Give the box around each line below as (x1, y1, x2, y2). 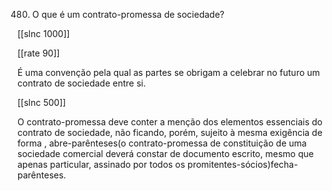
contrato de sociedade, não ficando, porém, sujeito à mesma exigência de (17, 127, 323, 138)
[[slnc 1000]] (17, 28, 70, 39)
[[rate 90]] (17, 47, 60, 59)
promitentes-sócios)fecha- (187, 159, 299, 170)
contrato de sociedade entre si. (17, 77, 147, 89)
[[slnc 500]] (17, 97, 67, 108)
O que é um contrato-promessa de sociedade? (31, 9, 225, 20)
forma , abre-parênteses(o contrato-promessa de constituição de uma (17, 137, 307, 149)
